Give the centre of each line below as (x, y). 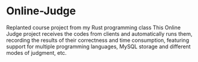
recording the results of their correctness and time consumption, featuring (98, 40)
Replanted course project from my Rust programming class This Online (94, 27)
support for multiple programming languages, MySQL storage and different (98, 46)
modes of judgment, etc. (36, 52)
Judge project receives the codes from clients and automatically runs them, (99, 33)
